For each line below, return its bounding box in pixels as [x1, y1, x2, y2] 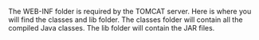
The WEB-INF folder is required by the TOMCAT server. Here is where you [8, 7, 252, 16]
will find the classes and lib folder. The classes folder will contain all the [8, 15, 243, 24]
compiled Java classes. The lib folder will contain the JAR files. [8, 24, 215, 32]
